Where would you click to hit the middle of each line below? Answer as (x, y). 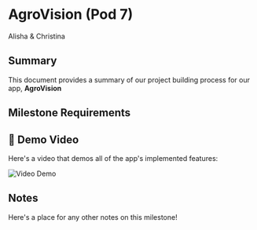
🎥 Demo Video (44, 139)
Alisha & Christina (37, 36)
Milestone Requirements (70, 113)
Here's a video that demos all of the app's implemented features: (113, 158)
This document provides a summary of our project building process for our (129, 79)
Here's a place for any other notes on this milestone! (93, 217)
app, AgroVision (35, 88)
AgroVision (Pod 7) (71, 15)
